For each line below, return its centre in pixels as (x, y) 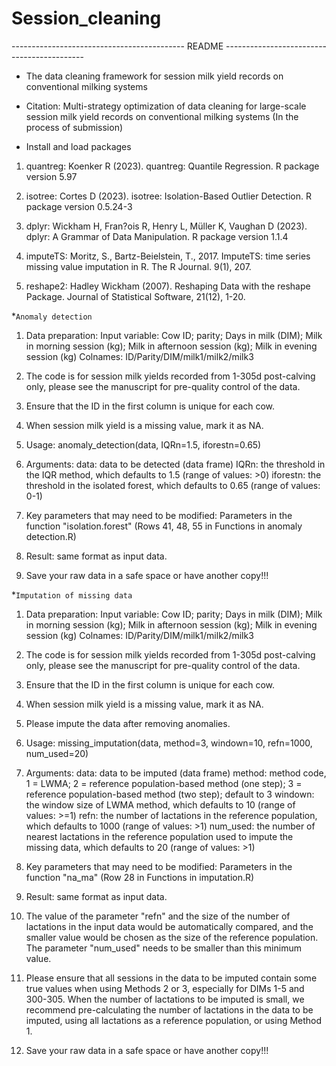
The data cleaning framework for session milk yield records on (154, 76)
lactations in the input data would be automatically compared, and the (169, 926)
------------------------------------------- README (117, 46)
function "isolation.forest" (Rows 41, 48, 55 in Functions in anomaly (164, 526)
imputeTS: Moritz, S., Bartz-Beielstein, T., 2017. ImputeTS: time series (168, 256)
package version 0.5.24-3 (79, 206)
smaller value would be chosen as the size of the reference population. (172, 937)
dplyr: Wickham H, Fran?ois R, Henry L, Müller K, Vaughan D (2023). (166, 226)
